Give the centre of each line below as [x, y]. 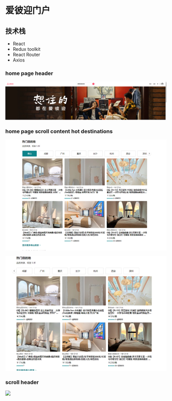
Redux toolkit [27, 49]
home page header [29, 73]
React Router [26, 55]
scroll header [22, 382]
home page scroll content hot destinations [59, 131]
